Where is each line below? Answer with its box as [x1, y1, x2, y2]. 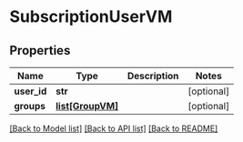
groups [14, 100, 46, 112]
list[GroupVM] [56, 100, 119, 112]
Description [127, 70, 179, 82]
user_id [14, 85, 47, 97]
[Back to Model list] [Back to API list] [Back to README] [9, 123, 218, 134]
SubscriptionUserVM [9, 6, 173, 27]
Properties [9, 43, 71, 58]
